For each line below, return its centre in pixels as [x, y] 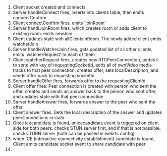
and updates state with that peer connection [58, 97]
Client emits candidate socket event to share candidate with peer [79, 144]
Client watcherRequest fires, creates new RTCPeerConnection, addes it [86, 60]
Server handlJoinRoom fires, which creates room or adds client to [80, 28]
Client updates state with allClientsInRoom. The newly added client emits [87, 39]
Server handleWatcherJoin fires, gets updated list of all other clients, [83, 49]
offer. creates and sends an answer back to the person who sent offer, [84, 91]
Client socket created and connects [49, 7]
